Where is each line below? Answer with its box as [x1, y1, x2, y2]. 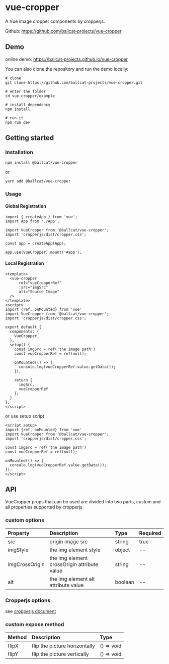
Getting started [5, 133, 54, 143]
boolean [115, 578, 135, 585]
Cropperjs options [5, 597, 51, 604]
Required [139, 530, 161, 537]
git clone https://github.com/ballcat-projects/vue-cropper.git [5, 80, 143, 85]
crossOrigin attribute [49, 560, 99, 567]
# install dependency [5, 102, 51, 107]
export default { [5, 324, 42, 329]
